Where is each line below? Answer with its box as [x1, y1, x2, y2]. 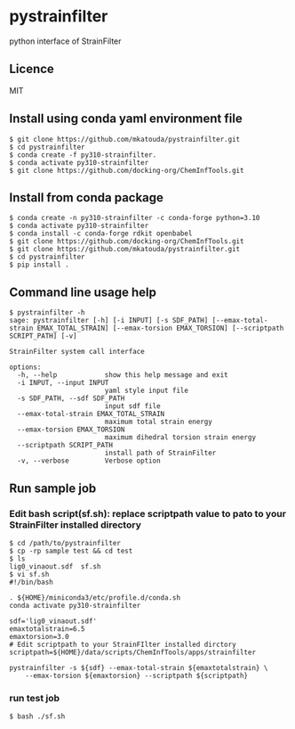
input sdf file [104, 402, 162, 411]
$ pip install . [9, 260, 69, 269]
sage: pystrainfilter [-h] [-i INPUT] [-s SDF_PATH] [9, 316, 209, 325]
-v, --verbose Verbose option [17, 456, 162, 465]
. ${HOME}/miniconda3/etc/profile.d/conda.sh [9, 593, 180, 602]
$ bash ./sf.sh [9, 712, 66, 721]
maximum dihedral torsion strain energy [104, 433, 256, 442]
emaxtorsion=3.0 [9, 632, 69, 641]
